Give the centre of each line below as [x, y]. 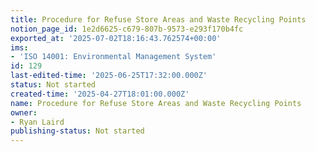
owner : [24, 112]
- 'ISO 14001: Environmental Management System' [113, 57]
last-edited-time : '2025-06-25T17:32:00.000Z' [109, 76]
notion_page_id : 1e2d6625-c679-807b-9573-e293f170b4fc [127, 29]
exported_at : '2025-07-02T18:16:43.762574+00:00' [116, 38]
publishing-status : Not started [77, 131]
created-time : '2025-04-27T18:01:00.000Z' [100, 94]
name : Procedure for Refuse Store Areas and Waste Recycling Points [156, 103]
